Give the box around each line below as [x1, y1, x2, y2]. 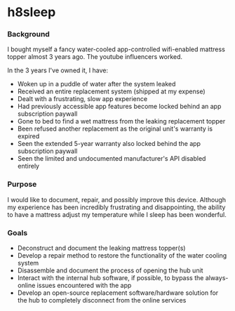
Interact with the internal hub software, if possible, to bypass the [17, 274, 204, 282]
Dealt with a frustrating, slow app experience [17, 95, 148, 103]
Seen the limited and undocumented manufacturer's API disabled [17, 154, 206, 163]
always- [205, 274, 229, 282]
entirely [17, 162, 40, 171]
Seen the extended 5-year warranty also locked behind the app [17, 140, 201, 148]
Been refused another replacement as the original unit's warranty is [17, 124, 213, 133]
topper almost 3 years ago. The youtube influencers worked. [7, 53, 183, 61]
